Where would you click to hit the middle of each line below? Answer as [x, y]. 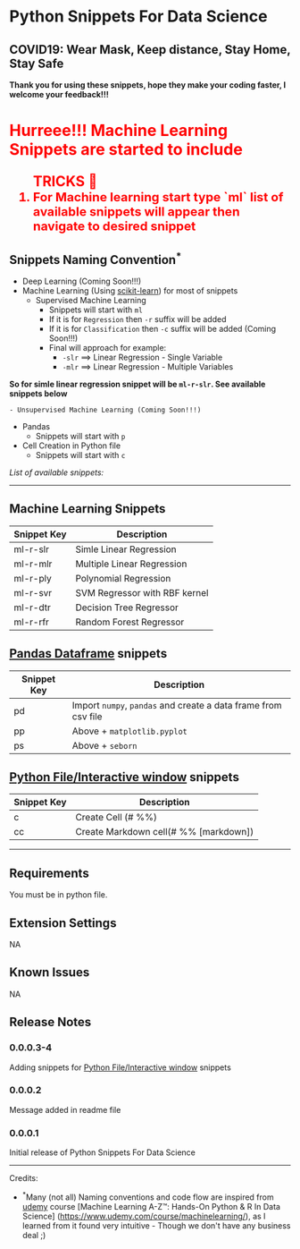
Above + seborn [104, 745]
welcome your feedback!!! [59, 94]
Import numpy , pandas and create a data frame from [177, 705]
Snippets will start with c [80, 455]
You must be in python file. [58, 895]
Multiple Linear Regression [131, 564]
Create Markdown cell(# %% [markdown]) [165, 832]
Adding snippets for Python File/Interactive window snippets [121, 1067]
